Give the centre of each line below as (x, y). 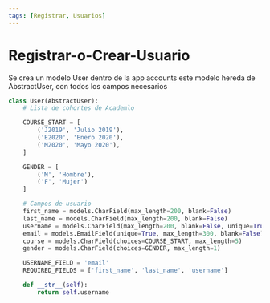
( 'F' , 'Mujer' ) (63, 182)
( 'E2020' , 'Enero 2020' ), (81, 138)
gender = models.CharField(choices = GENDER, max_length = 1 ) (122, 248)
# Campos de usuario (57, 204)
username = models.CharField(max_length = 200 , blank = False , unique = (138, 226)
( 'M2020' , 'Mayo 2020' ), (79, 145)
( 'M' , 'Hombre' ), (66, 174)
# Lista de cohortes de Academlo (79, 108)
